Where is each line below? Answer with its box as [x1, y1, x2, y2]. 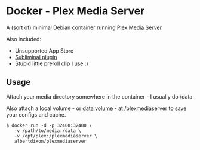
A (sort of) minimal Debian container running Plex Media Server [6, 24, 162, 31]
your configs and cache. [6, 111, 66, 118]
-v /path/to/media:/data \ [14, 127, 82, 134]
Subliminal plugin [14, 53, 58, 60]
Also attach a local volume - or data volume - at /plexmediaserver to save [6, 105, 187, 112]
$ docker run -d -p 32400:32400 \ [6, 123, 93, 128]
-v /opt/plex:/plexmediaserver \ [14, 133, 97, 139]
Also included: [6, 35, 42, 42]
